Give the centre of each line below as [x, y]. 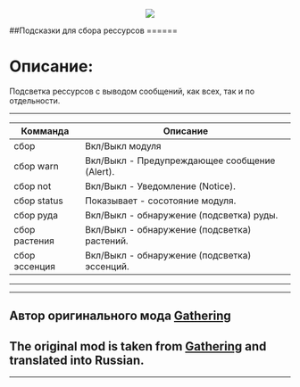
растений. [106, 241]
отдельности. [35, 100]
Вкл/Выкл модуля [123, 145]
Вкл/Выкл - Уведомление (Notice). [160, 185]
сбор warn [37, 166]
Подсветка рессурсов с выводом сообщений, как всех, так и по [132, 91]
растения [34, 241]
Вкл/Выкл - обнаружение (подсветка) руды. [181, 215]
